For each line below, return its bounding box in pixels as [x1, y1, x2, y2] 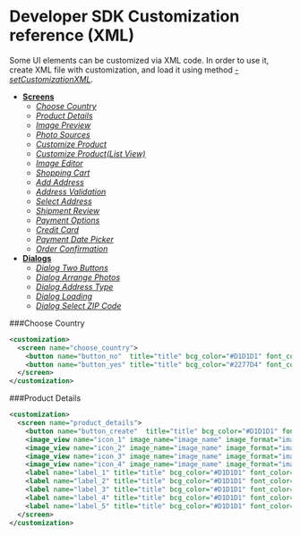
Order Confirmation [35, 243, 108, 254]
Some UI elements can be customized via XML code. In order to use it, [9, 55, 270, 65]
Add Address [35, 176, 85, 187]
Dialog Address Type [35, 281, 114, 292]
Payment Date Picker [35, 234, 115, 244]
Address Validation [35, 186, 107, 197]
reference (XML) [9, 25, 134, 46]
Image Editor [35, 157, 83, 168]
